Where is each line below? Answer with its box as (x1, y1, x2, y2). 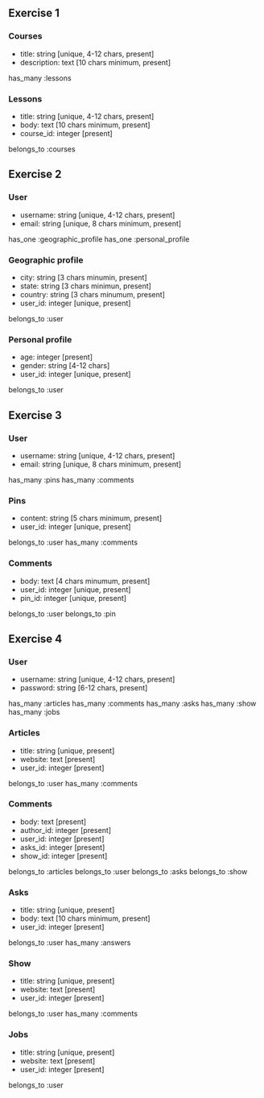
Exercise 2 (8, 168, 62, 181)
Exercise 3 (8, 408, 62, 422)
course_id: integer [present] (19, 128, 113, 138)
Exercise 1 (8, 6, 60, 20)
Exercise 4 (8, 632, 63, 645)
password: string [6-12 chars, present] (19, 683, 148, 693)
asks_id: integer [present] (19, 842, 105, 852)
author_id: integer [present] (19, 825, 111, 835)
